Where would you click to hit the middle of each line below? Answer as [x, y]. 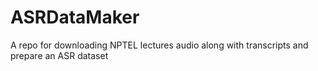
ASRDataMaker [75, 17]
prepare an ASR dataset [59, 55]
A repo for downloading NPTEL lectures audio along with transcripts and [159, 45]
